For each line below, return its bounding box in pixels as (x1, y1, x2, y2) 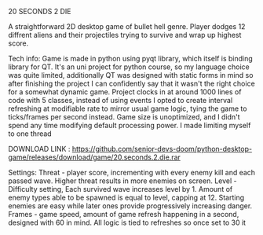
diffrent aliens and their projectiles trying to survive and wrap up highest (8, 31, 242, 39)
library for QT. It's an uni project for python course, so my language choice (8, 62, 250, 72)
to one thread (8, 129, 53, 138)
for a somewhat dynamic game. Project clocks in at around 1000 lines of (8, 87, 242, 97)
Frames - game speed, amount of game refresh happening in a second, (8, 210, 239, 218)
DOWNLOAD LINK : (8, 145, 71, 153)
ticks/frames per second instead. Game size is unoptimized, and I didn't (8, 112, 241, 121)
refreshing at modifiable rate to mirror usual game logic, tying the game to (8, 104, 247, 113)
